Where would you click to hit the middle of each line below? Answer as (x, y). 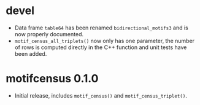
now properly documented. (49, 34)
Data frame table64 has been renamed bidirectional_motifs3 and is (101, 28)
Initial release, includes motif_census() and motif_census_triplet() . (101, 95)
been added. (31, 53)
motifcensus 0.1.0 (52, 79)
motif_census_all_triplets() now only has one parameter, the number (104, 41)
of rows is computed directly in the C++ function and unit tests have (101, 47)
